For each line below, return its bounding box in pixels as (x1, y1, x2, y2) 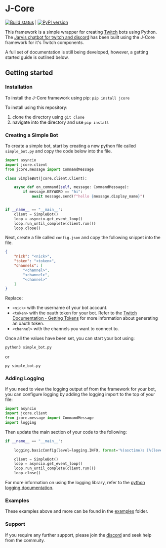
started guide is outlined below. (5, 54, 69, 60)
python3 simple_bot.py (5, 345, 52, 350)
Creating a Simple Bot (5, 132, 58, 139)
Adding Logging (5, 375, 44, 382)
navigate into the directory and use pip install (12, 119, 109, 125)
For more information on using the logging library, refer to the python (5, 480, 145, 486)
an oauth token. (12, 320, 44, 327)
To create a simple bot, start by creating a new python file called (5, 143, 136, 149)
